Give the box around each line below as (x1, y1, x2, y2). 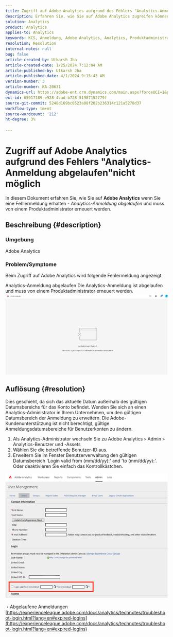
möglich (5, 178, 41, 190)
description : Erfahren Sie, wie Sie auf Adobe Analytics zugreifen (5, 13, 153, 19)
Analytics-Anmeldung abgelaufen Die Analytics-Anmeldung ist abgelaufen (5, 282, 163, 288)
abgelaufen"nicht (58, 167, 135, 179)
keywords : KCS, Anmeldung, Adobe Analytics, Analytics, (5, 36, 128, 41)
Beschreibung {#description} (5, 221, 101, 229)
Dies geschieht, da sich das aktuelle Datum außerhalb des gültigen (5, 398, 147, 404)
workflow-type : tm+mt (5, 106, 52, 111)
